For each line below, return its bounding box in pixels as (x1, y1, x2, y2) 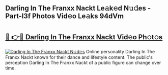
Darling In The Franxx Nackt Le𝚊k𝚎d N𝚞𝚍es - (5, 4, 151, 13)
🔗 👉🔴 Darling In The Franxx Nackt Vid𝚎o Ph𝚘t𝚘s (5, 33, 163, 41)
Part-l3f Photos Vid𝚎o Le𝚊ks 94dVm (5, 12, 124, 21)
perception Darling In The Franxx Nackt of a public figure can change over (5, 60, 161, 65)
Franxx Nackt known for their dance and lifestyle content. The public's (5, 54, 153, 60)
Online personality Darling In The (86, 49, 155, 54)
